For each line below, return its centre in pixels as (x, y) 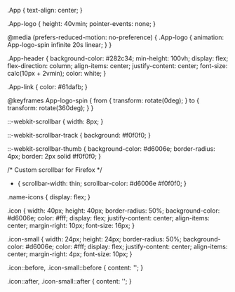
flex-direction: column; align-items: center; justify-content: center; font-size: (117, 66)
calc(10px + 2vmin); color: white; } (57, 73)
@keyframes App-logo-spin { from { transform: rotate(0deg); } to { (103, 100)
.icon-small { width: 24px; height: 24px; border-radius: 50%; (94, 239)
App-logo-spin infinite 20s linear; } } (60, 45)
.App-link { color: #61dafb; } (47, 87)
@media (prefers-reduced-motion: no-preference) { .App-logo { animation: (116, 37)
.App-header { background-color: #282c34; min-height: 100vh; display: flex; (118, 58)
